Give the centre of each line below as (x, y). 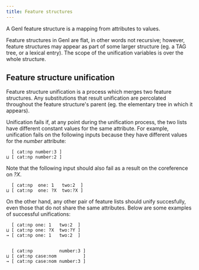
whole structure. (26, 59)
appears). (18, 111)
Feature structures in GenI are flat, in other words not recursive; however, (96, 40)
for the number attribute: (36, 141)
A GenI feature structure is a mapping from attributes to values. (83, 28)
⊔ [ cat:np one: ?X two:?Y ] (44, 230)
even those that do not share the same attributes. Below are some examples (99, 208)
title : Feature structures (39, 12)
